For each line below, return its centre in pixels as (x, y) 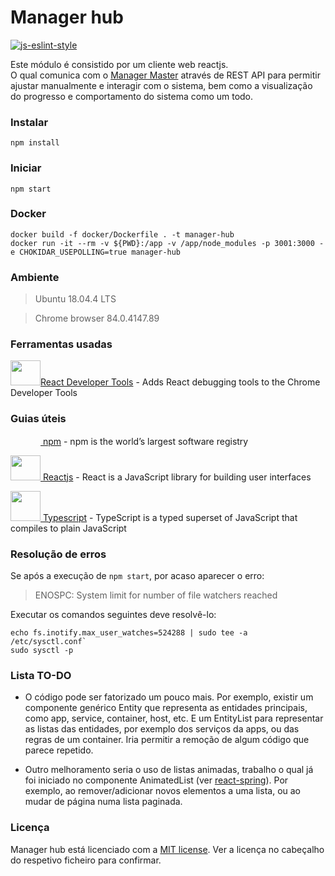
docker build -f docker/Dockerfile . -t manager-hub (122, 234)
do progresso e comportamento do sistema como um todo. (132, 96)
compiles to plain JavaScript (68, 528)
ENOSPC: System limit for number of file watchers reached (156, 595)
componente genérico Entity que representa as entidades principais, (166, 708)
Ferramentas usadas (61, 344)
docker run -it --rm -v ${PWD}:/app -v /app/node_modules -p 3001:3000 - (167, 243)
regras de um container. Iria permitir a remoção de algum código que (167, 740)
